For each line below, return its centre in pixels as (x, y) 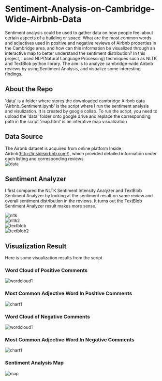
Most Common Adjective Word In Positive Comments (68, 293)
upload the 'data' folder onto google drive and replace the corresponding (78, 116)
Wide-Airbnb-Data (43, 19)
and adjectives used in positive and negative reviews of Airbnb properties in (81, 43)
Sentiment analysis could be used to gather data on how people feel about (79, 32)
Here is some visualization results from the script (54, 258)
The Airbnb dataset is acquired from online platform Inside (63, 148)
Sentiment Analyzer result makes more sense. (51, 206)
